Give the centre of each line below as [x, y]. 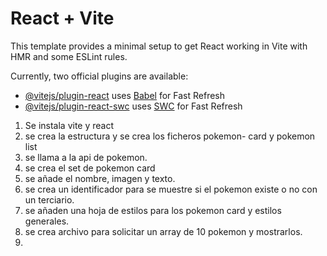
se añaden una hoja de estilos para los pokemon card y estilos [153, 210]
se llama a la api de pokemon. [86, 157]
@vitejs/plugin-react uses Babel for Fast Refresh [125, 95]
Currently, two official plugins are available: [99, 76]
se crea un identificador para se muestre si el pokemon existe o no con [171, 189]
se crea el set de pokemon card [90, 168]
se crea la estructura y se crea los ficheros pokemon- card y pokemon [170, 136]
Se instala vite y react [69, 125]
